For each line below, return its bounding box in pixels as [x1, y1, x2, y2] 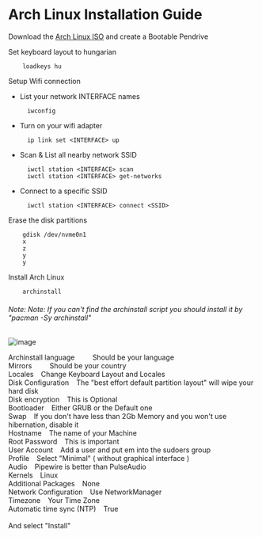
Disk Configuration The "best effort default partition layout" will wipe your [8, 378, 254, 387]
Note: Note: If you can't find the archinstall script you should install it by [8, 304, 243, 314]
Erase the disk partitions [8, 215, 88, 225]
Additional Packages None [8, 479, 101, 489]
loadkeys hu [22, 62, 62, 70]
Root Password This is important [8, 437, 120, 447]
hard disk [8, 387, 39, 396]
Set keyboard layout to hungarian [8, 47, 117, 56]
